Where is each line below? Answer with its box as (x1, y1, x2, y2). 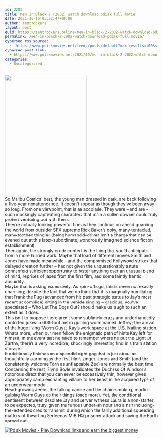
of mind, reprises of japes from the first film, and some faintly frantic (5, 273, 142, 279)
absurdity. (5, 279, 25, 285)
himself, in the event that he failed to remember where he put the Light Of (5, 336, 152, 341)
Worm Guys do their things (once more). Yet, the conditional (21, 392, 142, 398)
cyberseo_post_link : (5, 48, 47, 52)
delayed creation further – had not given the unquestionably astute (5, 263, 138, 269)
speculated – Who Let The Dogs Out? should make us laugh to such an (5, 304, 147, 310)
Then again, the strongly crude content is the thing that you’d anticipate (5, 248, 148, 253)
